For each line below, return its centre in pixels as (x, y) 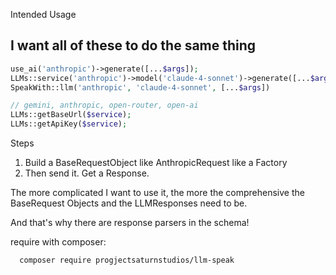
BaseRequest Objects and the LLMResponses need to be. (129, 203)
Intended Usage (43, 14)
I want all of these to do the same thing (133, 45)
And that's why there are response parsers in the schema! (130, 223)
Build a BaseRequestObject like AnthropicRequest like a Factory (156, 163)
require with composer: (58, 242)
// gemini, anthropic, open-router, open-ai (104, 105)
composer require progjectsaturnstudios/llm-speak (127, 260)
